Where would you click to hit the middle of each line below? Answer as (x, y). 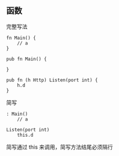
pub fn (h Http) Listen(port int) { (52, 80)
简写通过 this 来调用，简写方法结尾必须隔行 (59, 147)
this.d (25, 135)
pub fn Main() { (26, 59)
